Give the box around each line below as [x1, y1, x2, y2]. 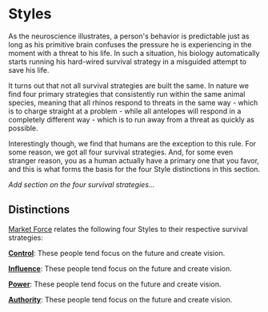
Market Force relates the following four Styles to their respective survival [8, 224, 248, 234]
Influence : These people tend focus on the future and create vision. [8, 263, 232, 273]
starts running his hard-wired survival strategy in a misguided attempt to [8, 57, 246, 66]
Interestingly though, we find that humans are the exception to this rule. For [8, 138, 257, 148]
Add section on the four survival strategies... [8, 179, 155, 189]
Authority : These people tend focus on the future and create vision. [8, 294, 233, 304]
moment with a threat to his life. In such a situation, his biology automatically [8, 48, 260, 58]
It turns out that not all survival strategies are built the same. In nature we [8, 81, 250, 90]
